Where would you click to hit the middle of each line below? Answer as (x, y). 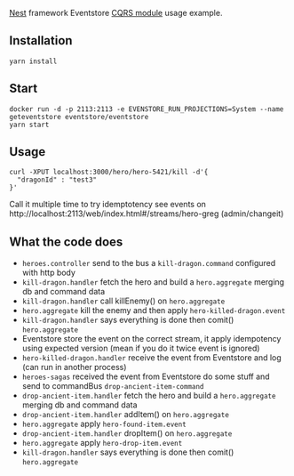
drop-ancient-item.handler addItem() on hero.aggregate (125, 415)
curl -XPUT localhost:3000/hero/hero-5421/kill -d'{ (109, 173)
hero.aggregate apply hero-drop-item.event (102, 443)
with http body (48, 273)
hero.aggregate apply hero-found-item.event (104, 424)
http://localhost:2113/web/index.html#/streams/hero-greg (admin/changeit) (147, 214)
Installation (41, 40)
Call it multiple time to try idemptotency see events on (108, 205)
